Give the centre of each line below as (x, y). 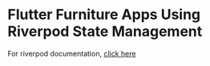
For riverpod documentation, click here (72, 53)
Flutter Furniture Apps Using (104, 15)
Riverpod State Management (105, 31)
